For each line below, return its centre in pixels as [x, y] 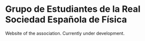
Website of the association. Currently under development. [65, 33]
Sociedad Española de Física [66, 20]
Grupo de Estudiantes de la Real [73, 9]
